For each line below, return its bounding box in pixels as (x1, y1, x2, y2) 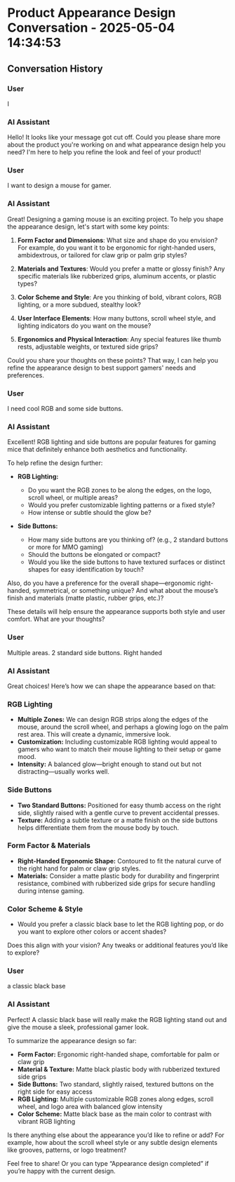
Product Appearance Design (7, 5, 176, 21)
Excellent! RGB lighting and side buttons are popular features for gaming (7, 438, 216, 446)
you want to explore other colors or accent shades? (17, 927, 167, 936)
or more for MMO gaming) (27, 543, 104, 551)
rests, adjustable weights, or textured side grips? (17, 342, 159, 351)
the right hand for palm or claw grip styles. (17, 864, 141, 873)
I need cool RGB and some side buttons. (7, 405, 123, 413)
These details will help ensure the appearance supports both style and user (7, 607, 226, 616)
